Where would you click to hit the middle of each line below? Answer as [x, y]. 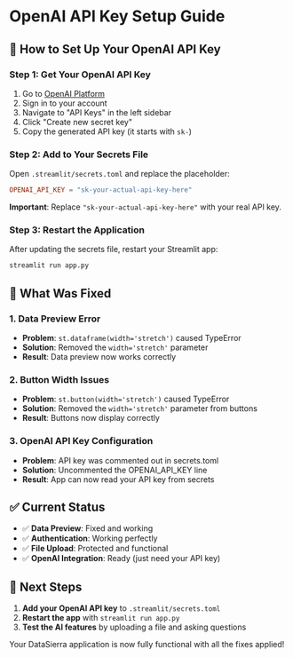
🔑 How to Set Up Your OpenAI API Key [115, 49]
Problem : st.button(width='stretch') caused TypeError [126, 399]
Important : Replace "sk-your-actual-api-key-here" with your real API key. [146, 207]
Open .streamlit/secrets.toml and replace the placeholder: [120, 174]
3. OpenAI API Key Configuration [81, 441]
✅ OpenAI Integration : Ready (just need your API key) [121, 559]
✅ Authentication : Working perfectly [90, 538]
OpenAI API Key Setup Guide [117, 16]
